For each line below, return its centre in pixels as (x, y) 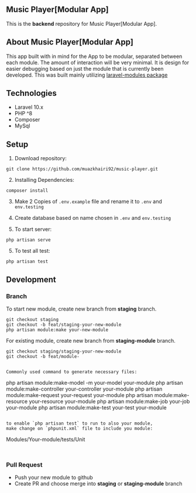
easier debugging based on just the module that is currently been (85, 68)
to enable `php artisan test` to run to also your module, (80, 423)
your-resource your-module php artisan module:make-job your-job (109, 401)
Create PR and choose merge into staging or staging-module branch (98, 484)
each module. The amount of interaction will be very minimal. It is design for (97, 62)
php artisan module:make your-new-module (57, 330)
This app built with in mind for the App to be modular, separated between (94, 56)
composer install (27, 191)
